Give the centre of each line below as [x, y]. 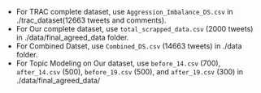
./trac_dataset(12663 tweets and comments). [91, 20]
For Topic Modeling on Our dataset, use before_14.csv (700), [118, 63]
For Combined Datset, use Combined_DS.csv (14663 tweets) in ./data [129, 46]
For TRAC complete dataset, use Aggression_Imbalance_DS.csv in [124, 12]
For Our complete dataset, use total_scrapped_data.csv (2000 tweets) [135, 29]
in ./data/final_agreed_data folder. [72, 37]
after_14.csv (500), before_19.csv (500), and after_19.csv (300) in [130, 72]
